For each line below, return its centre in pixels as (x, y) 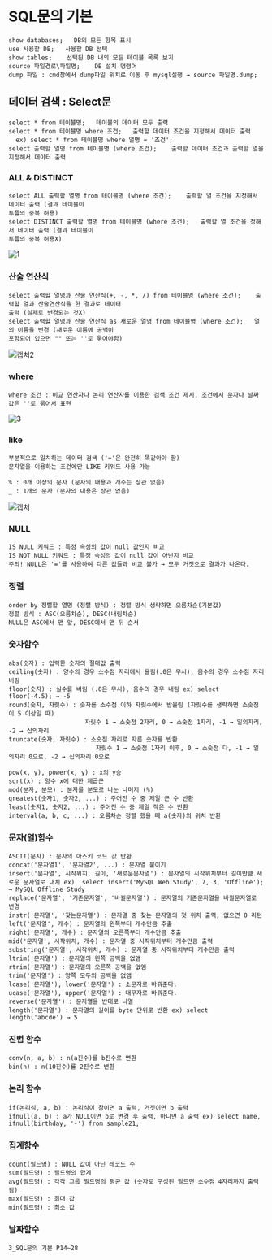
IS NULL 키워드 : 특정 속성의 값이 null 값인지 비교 (86, 547)
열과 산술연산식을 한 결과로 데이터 (72, 304)
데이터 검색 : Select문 (60, 102)
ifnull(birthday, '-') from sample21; (74, 1123)
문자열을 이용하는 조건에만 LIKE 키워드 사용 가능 (80, 467)
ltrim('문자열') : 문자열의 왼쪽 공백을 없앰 (75, 959)
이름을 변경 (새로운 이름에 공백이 (66, 330)
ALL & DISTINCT (41, 177)
